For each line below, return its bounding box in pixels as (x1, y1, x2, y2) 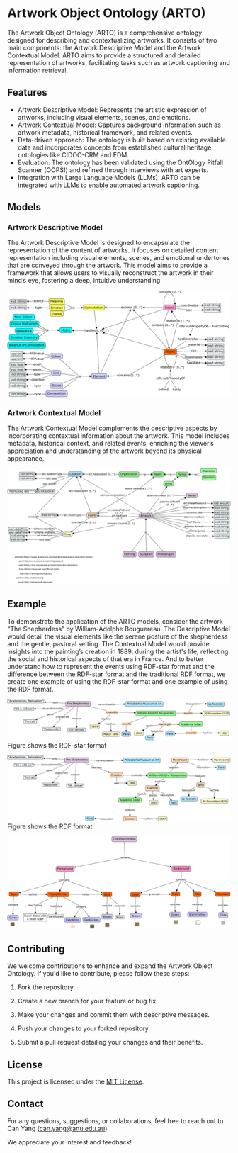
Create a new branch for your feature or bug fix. (17, 997, 158, 1006)
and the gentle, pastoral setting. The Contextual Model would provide (7, 639, 210, 648)
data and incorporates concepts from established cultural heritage (17, 143, 212, 152)
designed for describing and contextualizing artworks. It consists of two (7, 35, 217, 44)
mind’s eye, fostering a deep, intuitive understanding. (7, 276, 163, 285)
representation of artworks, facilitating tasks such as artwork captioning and (7, 58, 230, 67)
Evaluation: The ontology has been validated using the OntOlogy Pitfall (17, 158, 224, 167)
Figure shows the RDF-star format (7, 741, 107, 750)
